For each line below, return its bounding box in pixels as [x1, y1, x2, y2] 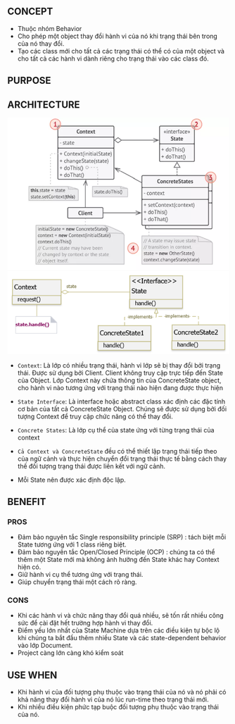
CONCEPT [7, 6, 53, 18]
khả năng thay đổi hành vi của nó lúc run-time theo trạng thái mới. [17, 695, 209, 704]
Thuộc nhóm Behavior [17, 24, 82, 32]
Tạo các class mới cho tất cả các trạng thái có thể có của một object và [17, 46, 225, 55]
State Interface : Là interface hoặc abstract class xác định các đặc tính [17, 397, 226, 406]
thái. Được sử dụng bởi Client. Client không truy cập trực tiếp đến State [17, 368, 224, 377]
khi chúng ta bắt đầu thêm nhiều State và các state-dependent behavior [17, 634, 227, 642]
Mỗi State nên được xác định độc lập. [17, 475, 127, 484]
